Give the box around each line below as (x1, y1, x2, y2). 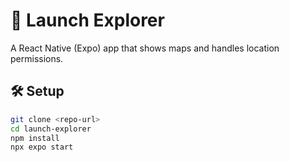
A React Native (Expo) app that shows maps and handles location (10, 42, 280, 54)
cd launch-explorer (10, 124, 92, 134)
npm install (10, 133, 60, 143)
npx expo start (10, 142, 74, 153)
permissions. (10, 52, 64, 64)
